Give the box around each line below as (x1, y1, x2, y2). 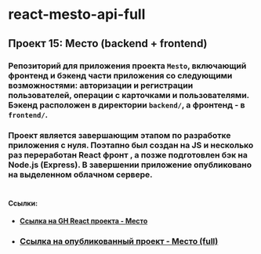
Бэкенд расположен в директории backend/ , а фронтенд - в (8, 100, 245, 111)
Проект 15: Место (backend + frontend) (8, 37, 208, 50)
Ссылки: (8, 198, 38, 208)
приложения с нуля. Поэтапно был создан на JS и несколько (8, 140, 254, 151)
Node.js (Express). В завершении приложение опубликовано (8, 159, 252, 170)
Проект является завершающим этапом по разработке (8, 130, 231, 141)
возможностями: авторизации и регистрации (8, 80, 194, 91)
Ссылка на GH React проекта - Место (19, 216, 148, 226)
